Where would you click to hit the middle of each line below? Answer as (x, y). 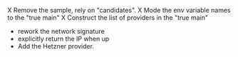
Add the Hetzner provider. (56, 46)
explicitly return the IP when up (63, 39)
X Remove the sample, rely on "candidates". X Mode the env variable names (119, 10)
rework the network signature (61, 31)
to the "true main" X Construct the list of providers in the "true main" (108, 18)
